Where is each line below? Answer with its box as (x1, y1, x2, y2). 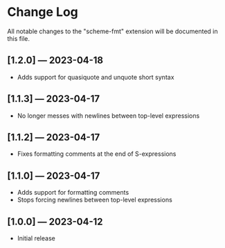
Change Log (7, 4, 78, 20)
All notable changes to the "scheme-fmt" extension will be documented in (7, 27, 218, 35)
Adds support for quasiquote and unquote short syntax (17, 73, 174, 81)
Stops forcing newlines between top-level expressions (17, 195, 173, 204)
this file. (7, 34, 30, 42)
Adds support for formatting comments (17, 188, 129, 197)
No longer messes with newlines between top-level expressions (17, 112, 200, 120)
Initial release (17, 234, 55, 242)
